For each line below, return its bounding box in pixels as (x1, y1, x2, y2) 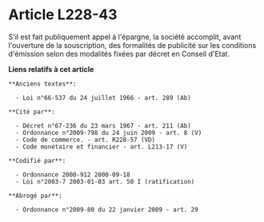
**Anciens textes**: (8, 80, 78, 88)
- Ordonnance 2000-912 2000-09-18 (15, 170, 130, 179)
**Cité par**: (8, 108, 56, 116)
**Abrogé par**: (8, 192, 62, 200)
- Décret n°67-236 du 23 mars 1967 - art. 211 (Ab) (15, 121, 192, 129)
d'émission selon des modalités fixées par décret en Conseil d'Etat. (8, 49, 230, 58)
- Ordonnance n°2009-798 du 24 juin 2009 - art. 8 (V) (15, 129, 202, 137)
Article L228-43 (8, 6, 118, 24)
